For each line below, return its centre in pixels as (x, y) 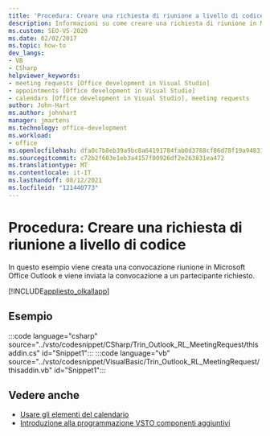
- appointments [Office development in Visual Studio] (102, 90)
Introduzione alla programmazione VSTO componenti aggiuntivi (125, 423)
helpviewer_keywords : (45, 76)
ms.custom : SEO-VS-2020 (48, 31)
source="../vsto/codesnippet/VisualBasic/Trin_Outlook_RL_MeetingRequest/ (134, 361)
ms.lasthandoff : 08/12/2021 (55, 181)
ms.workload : (30, 135)
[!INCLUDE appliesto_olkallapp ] (59, 291)
